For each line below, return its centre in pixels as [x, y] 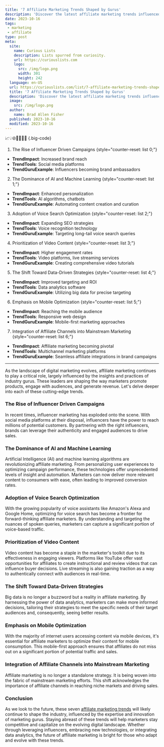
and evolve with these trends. [35, 740]
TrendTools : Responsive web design [49, 317]
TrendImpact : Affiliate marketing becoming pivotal [63, 346]
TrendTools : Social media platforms [48, 164]
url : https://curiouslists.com [46, 60]
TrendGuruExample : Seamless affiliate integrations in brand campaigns [84, 356]
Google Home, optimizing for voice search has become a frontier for [74, 514]
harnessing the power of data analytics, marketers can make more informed [81, 602]
